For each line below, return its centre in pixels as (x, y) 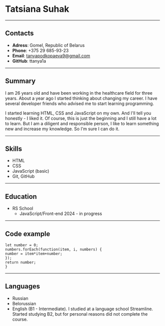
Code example (28, 234)
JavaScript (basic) (31, 171)
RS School (23, 209)
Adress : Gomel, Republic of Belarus (48, 45)
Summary (20, 81)
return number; (21, 262)
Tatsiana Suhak (37, 9)
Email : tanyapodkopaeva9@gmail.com (51, 56)
